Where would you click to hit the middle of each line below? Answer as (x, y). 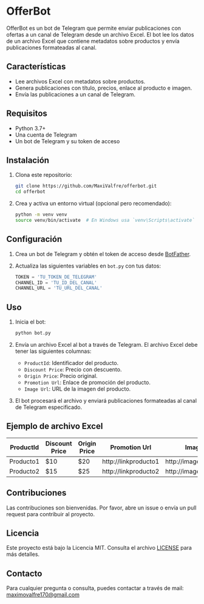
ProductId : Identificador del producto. (71, 363)
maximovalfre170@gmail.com (43, 595)
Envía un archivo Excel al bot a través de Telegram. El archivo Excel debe (106, 345)
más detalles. (23, 554)
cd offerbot (30, 192)
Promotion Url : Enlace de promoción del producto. (87, 382)
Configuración (34, 239)
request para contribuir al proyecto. (51, 514)
